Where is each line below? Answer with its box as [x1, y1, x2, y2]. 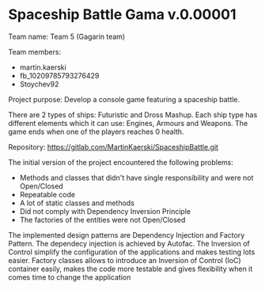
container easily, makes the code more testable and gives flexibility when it [8, 264, 253, 273]
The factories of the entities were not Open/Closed [19, 215, 186, 224]
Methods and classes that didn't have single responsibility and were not [19, 173, 254, 182]
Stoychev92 [19, 79, 59, 89]
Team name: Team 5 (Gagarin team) [8, 32, 126, 41]
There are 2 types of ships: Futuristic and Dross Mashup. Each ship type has [8, 109, 258, 120]
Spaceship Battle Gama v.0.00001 [8, 6, 237, 24]
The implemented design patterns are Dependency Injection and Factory [8, 230, 245, 239]
